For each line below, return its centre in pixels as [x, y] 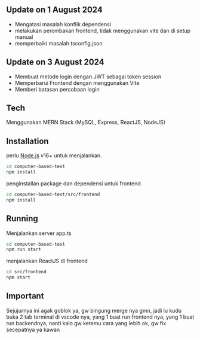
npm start [19, 277]
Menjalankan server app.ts [39, 233]
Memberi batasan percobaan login [57, 89]
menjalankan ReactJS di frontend [47, 261]
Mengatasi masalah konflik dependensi [63, 24]
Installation [27, 141]
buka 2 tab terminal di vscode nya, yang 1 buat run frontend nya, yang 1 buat [100, 317]
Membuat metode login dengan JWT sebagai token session [88, 77]
